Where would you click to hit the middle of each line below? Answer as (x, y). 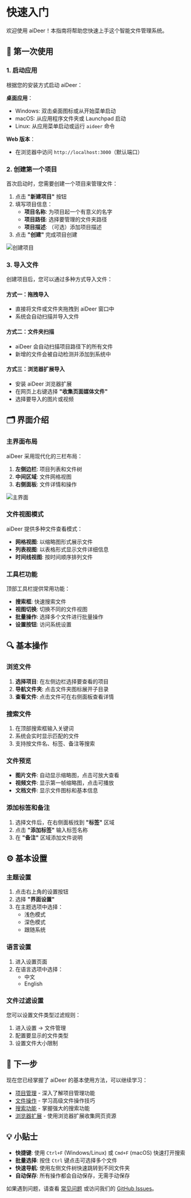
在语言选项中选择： (39, 969)
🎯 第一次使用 (30, 51)
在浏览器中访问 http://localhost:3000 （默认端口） (79, 152)
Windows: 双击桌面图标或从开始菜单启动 (65, 111)
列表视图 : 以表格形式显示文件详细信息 (62, 549)
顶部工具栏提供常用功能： (38, 589)
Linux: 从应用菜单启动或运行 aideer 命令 (65, 126)
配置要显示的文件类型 (42, 1035)
